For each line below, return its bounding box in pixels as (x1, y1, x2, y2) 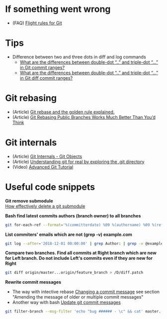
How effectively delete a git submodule (5, 203, 85, 209)
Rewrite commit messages (5, 279, 61, 285)
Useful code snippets (5, 181, 95, 193)
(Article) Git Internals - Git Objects (12, 153, 83, 159)
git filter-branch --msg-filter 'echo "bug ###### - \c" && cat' (5, 309, 143, 314)
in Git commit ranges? (19, 64, 65, 70)
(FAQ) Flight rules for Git (12, 20, 62, 26)
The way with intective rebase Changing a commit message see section (12, 289, 160, 295)
